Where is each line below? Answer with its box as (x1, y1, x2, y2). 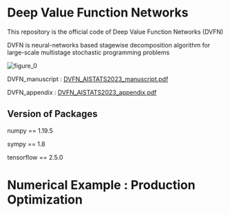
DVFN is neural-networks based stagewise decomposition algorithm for (7, 41, 211, 49)
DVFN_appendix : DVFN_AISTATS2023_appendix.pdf (7, 88, 157, 96)
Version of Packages (7, 108, 98, 120)
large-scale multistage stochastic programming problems (7, 48, 170, 56)
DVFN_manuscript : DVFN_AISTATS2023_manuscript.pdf (7, 74, 169, 83)
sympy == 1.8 (7, 140, 46, 148)
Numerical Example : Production (7, 177, 196, 193)
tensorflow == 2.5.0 (7, 153, 63, 161)
